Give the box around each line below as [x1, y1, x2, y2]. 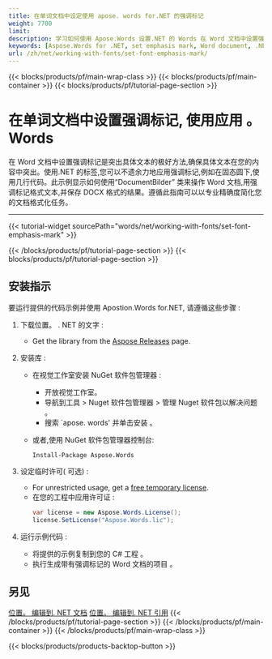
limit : [8, 27, 31, 35]
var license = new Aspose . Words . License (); [32, 508, 182, 516]
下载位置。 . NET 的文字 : [19, 319, 104, 329]
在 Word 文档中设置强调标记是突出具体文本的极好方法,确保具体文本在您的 [8, 156, 253, 166]
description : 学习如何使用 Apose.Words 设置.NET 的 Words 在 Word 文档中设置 [8, 34, 259, 43]
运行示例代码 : [19, 532, 67, 541]
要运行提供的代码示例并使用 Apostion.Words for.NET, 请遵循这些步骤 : [8, 302, 241, 312]
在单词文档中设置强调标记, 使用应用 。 [8, 111, 261, 130]
